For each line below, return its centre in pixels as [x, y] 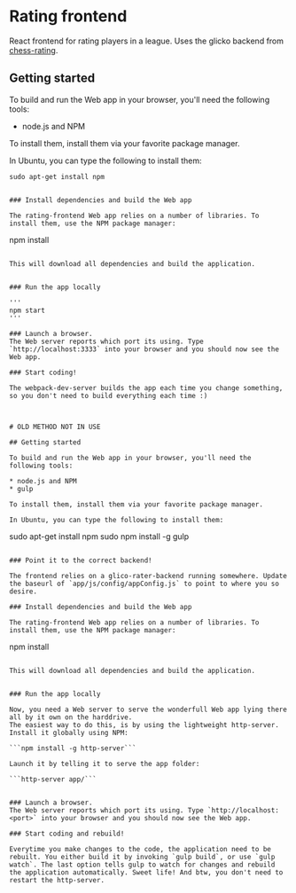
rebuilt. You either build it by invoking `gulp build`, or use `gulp [142, 857]
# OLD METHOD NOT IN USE [55, 427]
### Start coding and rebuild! [67, 834]
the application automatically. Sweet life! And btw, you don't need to [146, 872]
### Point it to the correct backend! [81, 560]
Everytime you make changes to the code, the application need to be [140, 849]
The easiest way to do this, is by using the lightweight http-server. [144, 725]
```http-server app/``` [53, 779]
